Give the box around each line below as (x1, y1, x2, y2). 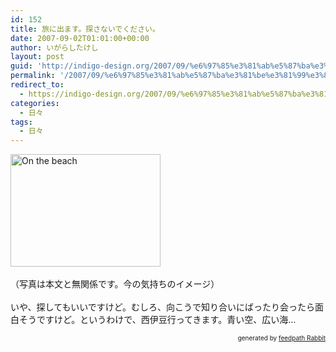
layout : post (10, 52, 65, 62)
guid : (10, 61, 33, 71)
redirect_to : (10, 80, 65, 90)
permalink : (10, 71, 56, 81)
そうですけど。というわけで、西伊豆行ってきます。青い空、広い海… (18, 314, 297, 326)
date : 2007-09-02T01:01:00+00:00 (10, 33, 150, 43)
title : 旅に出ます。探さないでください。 (10, 24, 160, 34)
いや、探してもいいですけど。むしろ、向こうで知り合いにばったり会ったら (10, 301, 316, 313)
